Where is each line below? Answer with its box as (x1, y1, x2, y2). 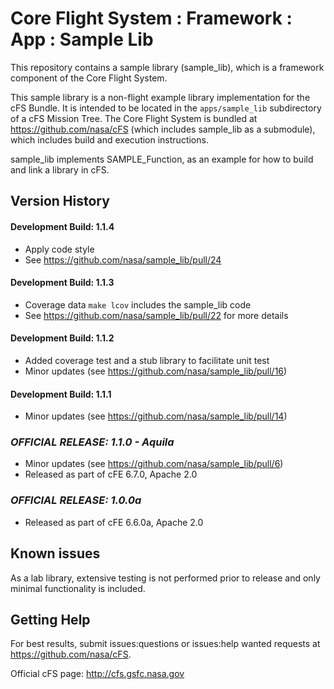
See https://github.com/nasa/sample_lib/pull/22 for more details (24, 309, 289, 321)
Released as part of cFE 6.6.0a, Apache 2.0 (24, 516, 204, 528)
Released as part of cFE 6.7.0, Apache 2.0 (24, 468, 198, 481)
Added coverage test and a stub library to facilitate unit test (24, 354, 270, 366)
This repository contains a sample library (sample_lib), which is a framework (10, 61, 325, 73)
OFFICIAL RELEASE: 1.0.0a (10, 493, 142, 507)
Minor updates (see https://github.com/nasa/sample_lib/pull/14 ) (24, 410, 288, 422)
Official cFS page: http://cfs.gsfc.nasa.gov (10, 668, 185, 680)
